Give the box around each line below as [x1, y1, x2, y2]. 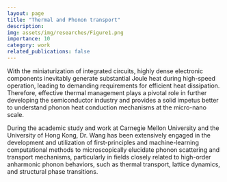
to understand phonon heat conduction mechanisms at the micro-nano [7, 103, 207, 112]
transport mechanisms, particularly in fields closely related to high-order [7, 153, 211, 161]
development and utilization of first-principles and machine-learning [7, 138, 200, 146]
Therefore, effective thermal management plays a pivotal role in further [7, 88, 207, 96]
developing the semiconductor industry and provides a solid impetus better [7, 96, 219, 104]
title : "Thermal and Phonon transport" [7, 16, 121, 23]
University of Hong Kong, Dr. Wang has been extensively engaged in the [7, 131, 211, 139]
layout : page [7, 10, 44, 17]
